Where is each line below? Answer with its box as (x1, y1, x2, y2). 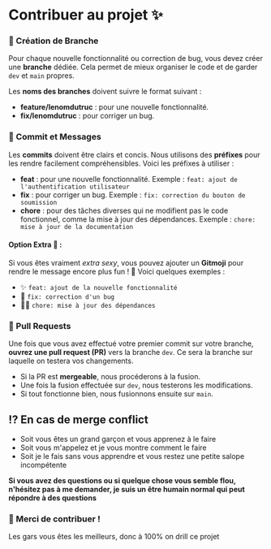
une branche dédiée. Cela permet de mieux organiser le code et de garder (8, 63, 258, 72)
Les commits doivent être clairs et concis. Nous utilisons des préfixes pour (8, 149, 261, 159)
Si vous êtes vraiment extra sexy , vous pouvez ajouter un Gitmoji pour (8, 257, 244, 267)
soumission (19, 198, 58, 206)
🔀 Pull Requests (8, 320, 71, 331)
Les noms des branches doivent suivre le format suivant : (8, 87, 202, 97)
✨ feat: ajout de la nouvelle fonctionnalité (19, 282, 178, 292)
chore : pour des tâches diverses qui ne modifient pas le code (19, 205, 229, 215)
